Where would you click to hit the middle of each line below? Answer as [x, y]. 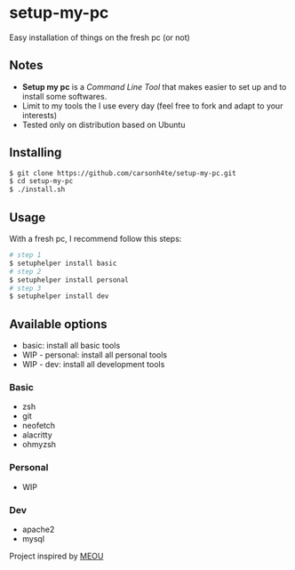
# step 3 [25, 288]
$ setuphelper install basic [63, 263]
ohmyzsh [39, 445]
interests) [40, 115]
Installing [36, 153]
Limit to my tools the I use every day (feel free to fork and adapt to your [152, 106]
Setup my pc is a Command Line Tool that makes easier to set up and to [154, 86]
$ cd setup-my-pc [41, 181]
